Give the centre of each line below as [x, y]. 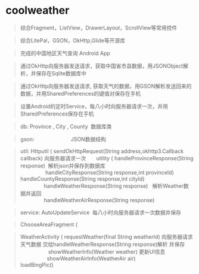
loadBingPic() [37, 264]
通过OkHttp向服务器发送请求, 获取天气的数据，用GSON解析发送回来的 [106, 86]
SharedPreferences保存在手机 [57, 114]
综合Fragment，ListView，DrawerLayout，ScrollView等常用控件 [99, 28]
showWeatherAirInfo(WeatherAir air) [91, 258]
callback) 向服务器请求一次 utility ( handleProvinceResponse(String [107, 158]
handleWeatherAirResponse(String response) [99, 200]
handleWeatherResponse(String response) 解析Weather [114, 185]
